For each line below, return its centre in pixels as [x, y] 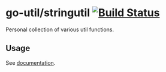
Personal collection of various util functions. [60, 29]
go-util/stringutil [48, 13]
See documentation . [31, 62]
